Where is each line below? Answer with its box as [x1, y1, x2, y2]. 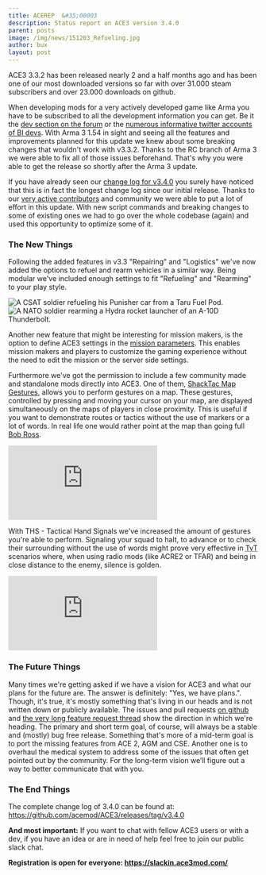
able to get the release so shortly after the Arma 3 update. [8, 162, 199, 171]
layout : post [8, 48, 52, 56]
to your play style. [8, 283, 67, 292]
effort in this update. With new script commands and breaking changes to [8, 202, 249, 211]
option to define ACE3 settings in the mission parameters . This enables [8, 338, 241, 348]
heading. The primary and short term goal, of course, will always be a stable [8, 722, 258, 731]
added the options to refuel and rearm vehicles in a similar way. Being [8, 265, 237, 275]
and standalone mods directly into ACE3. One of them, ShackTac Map [8, 379, 237, 389]
